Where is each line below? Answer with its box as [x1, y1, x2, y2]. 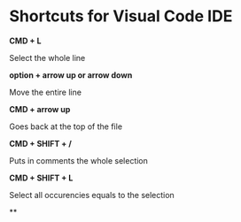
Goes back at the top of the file [9, 121, 122, 132]
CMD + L [9, 35, 42, 46]
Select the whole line [9, 52, 86, 63]
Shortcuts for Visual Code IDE [9, 6, 233, 27]
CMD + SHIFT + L [9, 172, 74, 183]
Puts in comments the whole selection [9, 155, 149, 165]
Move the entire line [9, 87, 82, 97]
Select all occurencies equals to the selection [9, 189, 175, 200]
